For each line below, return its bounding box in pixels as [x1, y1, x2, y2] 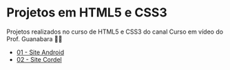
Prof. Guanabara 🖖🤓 [6, 34, 63, 43]
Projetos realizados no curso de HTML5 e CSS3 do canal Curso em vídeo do [6, 27, 224, 36]
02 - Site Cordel [16, 55, 63, 63]
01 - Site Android [16, 48, 65, 56]
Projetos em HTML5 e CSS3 [6, 5, 167, 21]
